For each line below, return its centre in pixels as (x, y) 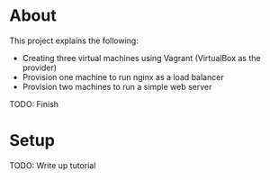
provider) (39, 67)
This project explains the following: (74, 40)
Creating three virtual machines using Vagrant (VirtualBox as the (141, 58)
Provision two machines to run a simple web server (117, 86)
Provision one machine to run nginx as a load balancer (123, 76)
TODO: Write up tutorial (53, 165)
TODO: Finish (34, 103)
